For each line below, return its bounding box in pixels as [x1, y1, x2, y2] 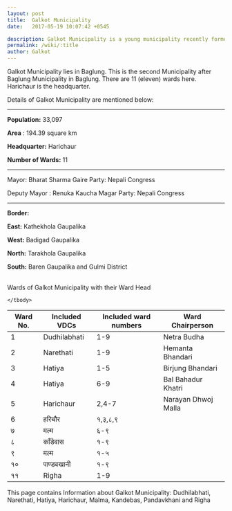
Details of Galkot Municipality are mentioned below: [7, 96, 154, 104]
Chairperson [171, 321, 214, 330]
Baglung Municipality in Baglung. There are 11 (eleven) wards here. [7, 75, 197, 83]
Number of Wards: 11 [7, 156, 68, 163]
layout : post [7, 10, 45, 17]
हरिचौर [43, 415, 61, 424]
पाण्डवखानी [43, 460, 71, 469]
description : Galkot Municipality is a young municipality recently [7, 35, 209, 42]
